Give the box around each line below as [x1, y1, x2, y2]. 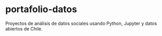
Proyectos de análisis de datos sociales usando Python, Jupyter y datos [5, 20, 157, 26]
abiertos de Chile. [5, 25, 43, 31]
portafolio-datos [5, 4, 77, 15]
